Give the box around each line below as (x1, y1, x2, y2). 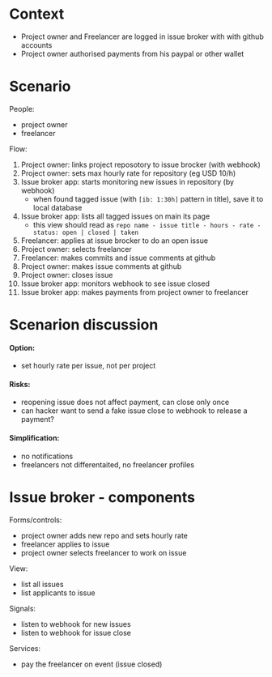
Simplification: (9, 433, 60, 443)
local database (32, 202, 83, 212)
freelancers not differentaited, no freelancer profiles (20, 459, 195, 470)
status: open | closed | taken (32, 228, 139, 236)
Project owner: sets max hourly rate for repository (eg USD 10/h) (20, 168, 236, 178)
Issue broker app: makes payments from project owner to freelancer (20, 287, 249, 296)
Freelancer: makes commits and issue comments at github (20, 253, 216, 262)
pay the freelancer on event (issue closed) (20, 659, 163, 669)
